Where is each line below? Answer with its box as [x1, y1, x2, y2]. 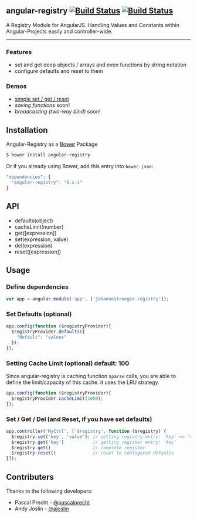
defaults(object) [14, 217, 54, 224]
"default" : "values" [16, 335, 67, 340]
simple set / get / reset [14, 95, 69, 103]
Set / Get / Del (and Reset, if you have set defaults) [6, 415, 152, 423]
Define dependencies [6, 283, 69, 291]
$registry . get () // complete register [11, 445, 145, 450]
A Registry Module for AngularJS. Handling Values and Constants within [6, 21, 180, 28]
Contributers [6, 472, 55, 482]
